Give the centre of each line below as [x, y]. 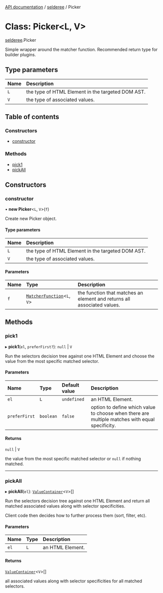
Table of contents [32, 117]
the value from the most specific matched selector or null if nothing [73, 458]
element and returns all [104, 299]
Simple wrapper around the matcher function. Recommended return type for [81, 49]
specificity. [103, 425]
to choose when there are [120, 413]
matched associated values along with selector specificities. [65, 506]
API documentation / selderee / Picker [43, 7]
